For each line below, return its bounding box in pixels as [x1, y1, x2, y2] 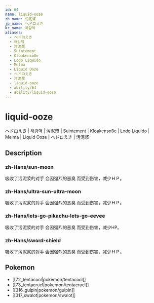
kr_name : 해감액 [5, 26, 36, 31]
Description [5, 149, 42, 157]
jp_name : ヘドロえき [5, 21, 43, 26]
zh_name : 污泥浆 [5, 16, 37, 21]
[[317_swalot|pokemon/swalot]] [12, 292, 76, 298]
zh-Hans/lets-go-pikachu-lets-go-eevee [5, 213, 105, 220]
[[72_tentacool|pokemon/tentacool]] [12, 276, 86, 282]
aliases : [5, 30, 23, 35]
